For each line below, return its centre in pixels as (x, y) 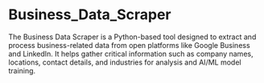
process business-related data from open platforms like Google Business (130, 45)
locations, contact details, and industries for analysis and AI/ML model (125, 62)
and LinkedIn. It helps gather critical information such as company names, (131, 53)
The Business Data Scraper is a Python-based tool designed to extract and (132, 37)
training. (22, 70)
